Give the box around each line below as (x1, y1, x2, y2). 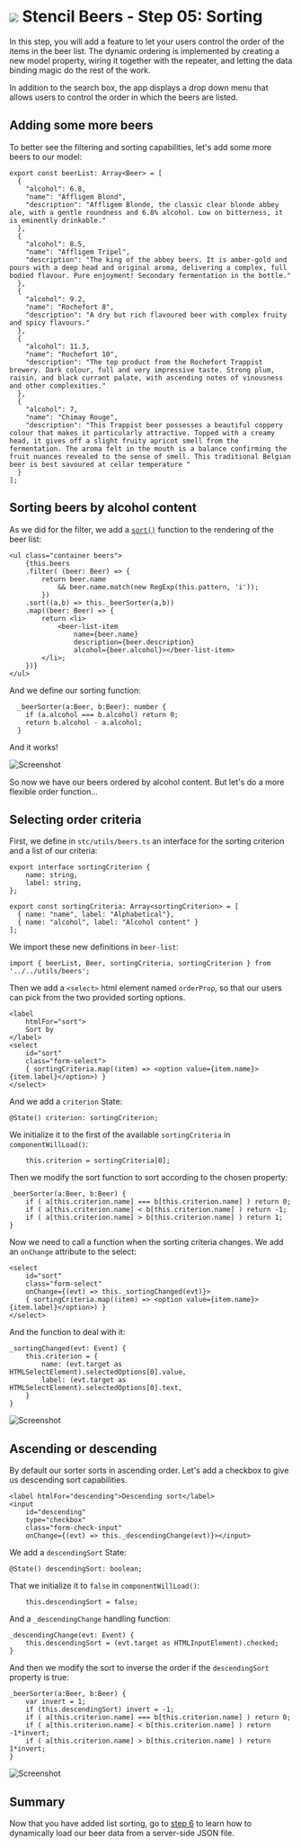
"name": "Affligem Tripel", (25, 247, 130, 256)
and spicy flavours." (9, 318, 91, 327)
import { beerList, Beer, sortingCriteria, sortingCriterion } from (9, 959, 271, 968)
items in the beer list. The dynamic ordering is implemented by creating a (9, 45, 280, 56)
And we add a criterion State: (9, 1096, 123, 1107)
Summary (9, 1794, 66, 1809)
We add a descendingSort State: (9, 1547, 128, 1558)
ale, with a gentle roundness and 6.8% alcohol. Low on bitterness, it (9, 208, 283, 217)
